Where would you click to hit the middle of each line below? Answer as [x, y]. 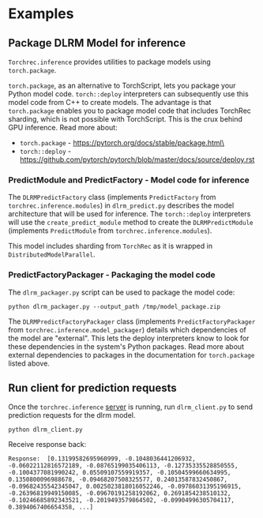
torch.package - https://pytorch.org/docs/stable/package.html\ [122, 143]
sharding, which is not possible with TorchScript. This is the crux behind [126, 119]
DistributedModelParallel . [52, 254]
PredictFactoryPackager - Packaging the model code [112, 275]
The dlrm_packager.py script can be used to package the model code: [122, 292]
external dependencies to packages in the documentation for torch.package [131, 355]
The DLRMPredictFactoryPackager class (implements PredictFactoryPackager [132, 321]
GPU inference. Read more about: [63, 128]
